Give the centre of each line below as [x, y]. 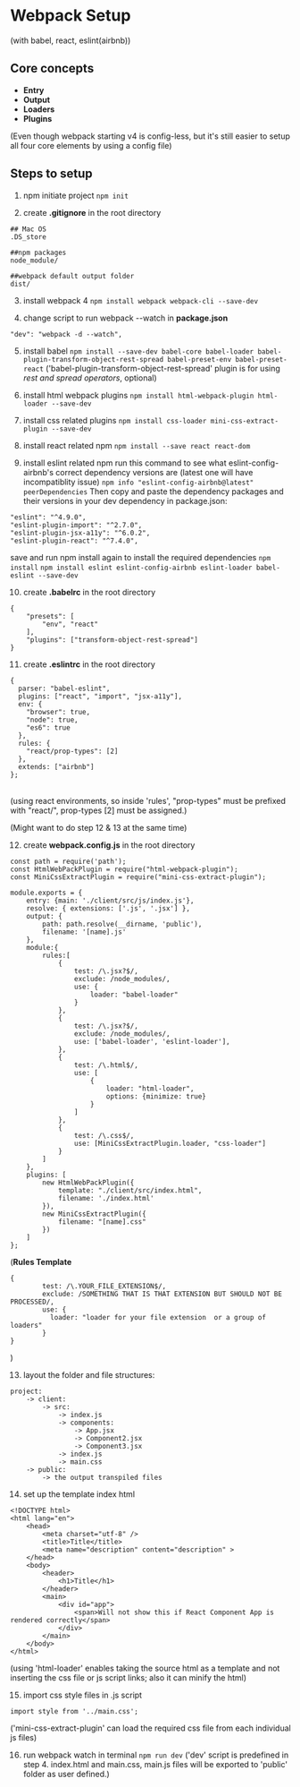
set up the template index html [79, 1494]
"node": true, [52, 720]
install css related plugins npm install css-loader [115, 420]
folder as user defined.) [66, 1774]
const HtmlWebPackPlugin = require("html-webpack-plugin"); [125, 869]
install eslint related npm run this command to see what [125, 463]
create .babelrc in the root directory [89, 592]
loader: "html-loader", [150, 1089]
